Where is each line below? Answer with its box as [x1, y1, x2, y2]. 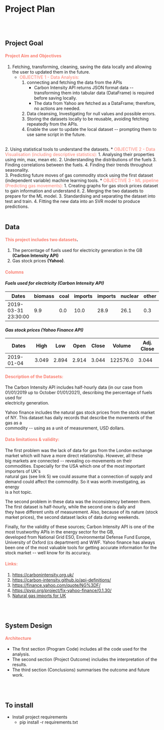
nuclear [120, 293, 139, 300]
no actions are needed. [34, 105, 81, 111]
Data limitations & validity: [5, 436, 60, 442]
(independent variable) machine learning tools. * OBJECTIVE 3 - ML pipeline [5, 177, 159, 183]
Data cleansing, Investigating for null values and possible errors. [26, 110, 156, 116]
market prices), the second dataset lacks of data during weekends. [5, 514, 140, 520]
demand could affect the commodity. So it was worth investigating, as [5, 478, 145, 484]
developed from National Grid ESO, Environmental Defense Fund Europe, [5, 534, 151, 540]
